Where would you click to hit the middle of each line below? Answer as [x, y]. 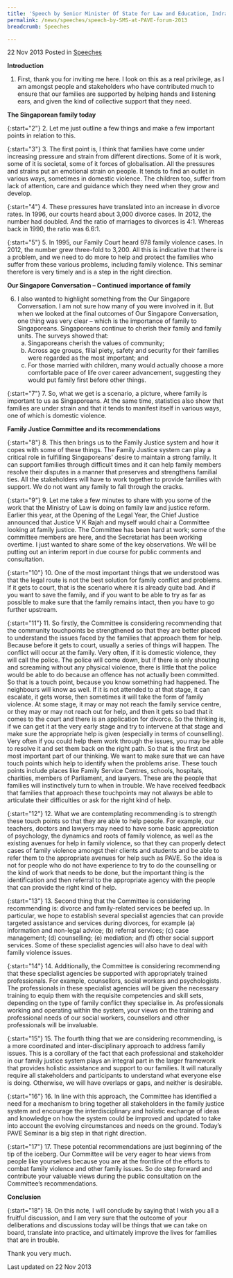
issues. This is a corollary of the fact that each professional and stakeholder [115, 1054]
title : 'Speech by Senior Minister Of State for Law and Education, [108, 14]
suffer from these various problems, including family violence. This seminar [115, 265]
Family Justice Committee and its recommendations [84, 429]
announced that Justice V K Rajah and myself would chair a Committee [109, 522]
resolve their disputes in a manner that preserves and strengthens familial [112, 472]
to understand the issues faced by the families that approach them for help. [115, 638]
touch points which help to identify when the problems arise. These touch [112, 763]
